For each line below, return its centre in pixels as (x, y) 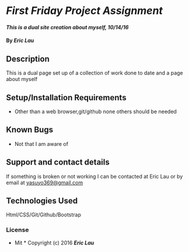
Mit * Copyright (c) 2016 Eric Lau (54, 243)
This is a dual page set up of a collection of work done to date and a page (94, 73)
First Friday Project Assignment (85, 11)
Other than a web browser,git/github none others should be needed (95, 111)
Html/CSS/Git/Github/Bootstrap (44, 215)
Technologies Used (42, 201)
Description (28, 59)
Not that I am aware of (41, 143)
